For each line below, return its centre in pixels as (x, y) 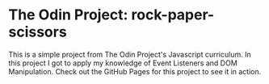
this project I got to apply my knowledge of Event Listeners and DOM (123, 63)
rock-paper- (173, 15)
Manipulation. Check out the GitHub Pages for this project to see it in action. (135, 71)
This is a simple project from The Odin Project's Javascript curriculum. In (130, 54)
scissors (38, 32)
